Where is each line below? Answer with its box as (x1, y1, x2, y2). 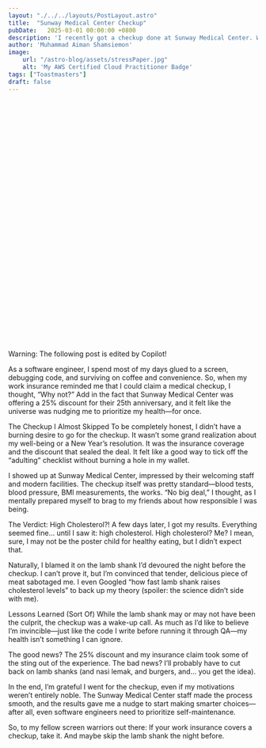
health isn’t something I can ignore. (8, 634, 123, 644)
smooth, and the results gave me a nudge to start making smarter (8, 698, 222, 708)
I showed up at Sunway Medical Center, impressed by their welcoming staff (8, 470, 255, 480)
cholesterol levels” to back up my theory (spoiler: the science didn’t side (8, 585, 244, 594)
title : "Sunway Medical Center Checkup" (8, 19, 147, 27)
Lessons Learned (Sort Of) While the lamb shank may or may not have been (8, 609, 256, 618)
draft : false (8, 78, 51, 85)
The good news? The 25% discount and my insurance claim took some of (8, 650, 249, 659)
